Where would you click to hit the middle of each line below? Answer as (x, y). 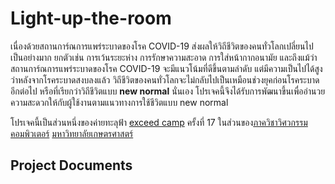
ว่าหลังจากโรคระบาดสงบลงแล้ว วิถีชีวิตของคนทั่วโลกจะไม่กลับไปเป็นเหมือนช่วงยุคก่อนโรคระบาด (165, 79)
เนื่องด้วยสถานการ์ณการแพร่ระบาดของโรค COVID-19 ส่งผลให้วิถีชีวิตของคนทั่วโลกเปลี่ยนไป (162, 46)
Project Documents (71, 165)
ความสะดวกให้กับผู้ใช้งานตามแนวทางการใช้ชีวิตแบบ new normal (119, 102)
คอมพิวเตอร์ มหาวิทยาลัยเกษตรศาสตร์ (72, 133)
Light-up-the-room (91, 18)
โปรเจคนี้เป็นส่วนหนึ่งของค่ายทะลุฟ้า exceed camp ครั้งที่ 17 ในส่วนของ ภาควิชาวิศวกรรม (159, 122)
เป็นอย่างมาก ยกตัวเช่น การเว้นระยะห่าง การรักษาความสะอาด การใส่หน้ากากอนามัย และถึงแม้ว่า (164, 57)
